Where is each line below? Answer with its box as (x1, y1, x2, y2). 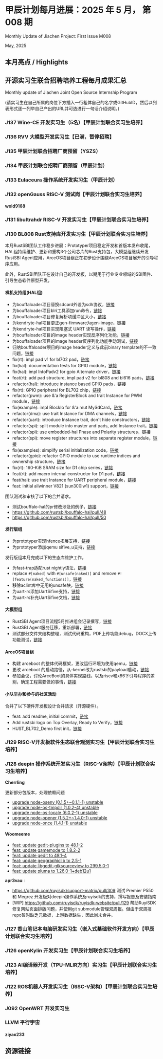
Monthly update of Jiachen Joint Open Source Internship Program (5, 89, 137, 95)
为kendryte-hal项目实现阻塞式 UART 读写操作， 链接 (12, 326, 116, 331)
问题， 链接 (12, 350, 34, 356)
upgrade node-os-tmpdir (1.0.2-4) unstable (12, 804, 99, 810)
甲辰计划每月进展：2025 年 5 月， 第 (5, 4, 151, 16)
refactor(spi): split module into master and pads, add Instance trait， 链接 (12, 422, 158, 428)
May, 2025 (5, 43, 27, 48)
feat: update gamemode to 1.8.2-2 (12, 847, 80, 853)
